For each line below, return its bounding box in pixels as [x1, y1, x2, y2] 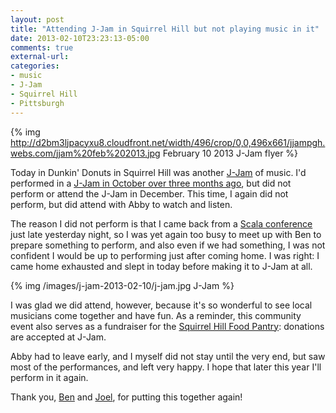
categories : [10, 61, 60, 71]
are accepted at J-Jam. [10, 331, 107, 343]
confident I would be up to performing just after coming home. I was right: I [10, 249, 320, 261]
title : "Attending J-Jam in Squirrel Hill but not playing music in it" [10, 24, 320, 34]
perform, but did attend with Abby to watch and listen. [10, 198, 233, 210]
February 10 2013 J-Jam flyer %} [162, 147, 299, 159]
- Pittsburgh [10, 98, 65, 108]
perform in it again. [10, 371, 89, 383]
